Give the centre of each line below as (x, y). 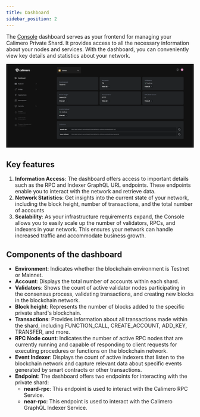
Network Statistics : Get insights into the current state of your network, (102, 198)
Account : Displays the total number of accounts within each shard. (97, 281)
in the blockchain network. (47, 300)
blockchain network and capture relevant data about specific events (98, 363)
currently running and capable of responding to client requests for (96, 344)
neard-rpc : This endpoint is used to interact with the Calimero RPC (106, 389)
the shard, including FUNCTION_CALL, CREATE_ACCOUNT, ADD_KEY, (101, 326)
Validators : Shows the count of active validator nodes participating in (100, 288)
